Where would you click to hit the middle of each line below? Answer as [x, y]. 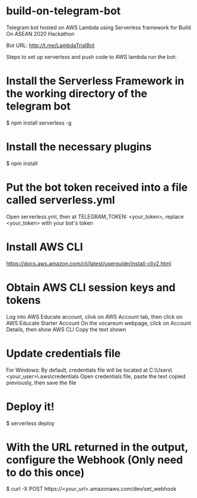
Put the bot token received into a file [97, 187]
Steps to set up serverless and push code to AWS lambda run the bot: [91, 57]
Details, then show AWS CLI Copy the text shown [66, 329]
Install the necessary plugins [79, 147]
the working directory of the [77, 94]
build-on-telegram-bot [63, 11]
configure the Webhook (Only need [95, 460]
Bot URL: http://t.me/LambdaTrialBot [50, 45]
